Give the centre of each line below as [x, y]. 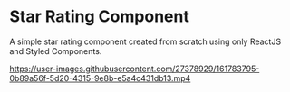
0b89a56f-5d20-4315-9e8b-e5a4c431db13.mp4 [100, 78]
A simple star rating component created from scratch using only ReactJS [145, 41]
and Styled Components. [56, 51]
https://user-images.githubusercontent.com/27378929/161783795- [135, 69]
